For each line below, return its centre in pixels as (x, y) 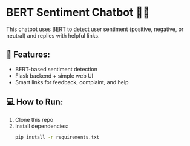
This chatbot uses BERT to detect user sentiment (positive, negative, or (95, 29)
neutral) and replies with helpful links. (53, 35)
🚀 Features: (28, 55)
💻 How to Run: (35, 102)
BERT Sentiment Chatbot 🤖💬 (78, 12)
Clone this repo (34, 119)
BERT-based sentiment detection (56, 69)
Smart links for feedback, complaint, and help (72, 82)
